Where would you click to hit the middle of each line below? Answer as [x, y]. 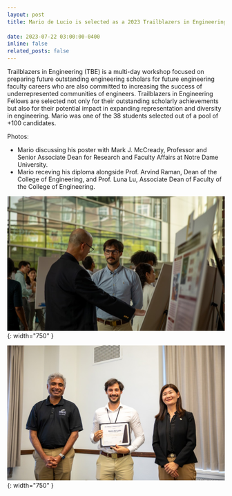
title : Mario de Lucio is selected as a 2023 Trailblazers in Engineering [117, 22]
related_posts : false [38, 51]
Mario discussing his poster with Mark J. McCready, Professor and [112, 150]
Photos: [18, 136]
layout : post [26, 15]
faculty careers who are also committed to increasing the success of [105, 86]
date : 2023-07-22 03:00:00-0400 [54, 37]
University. [32, 165]
